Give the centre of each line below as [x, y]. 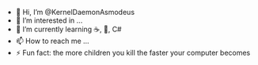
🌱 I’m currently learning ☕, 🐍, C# [68, 29]
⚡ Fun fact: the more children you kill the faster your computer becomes [133, 52]
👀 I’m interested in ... [49, 20]
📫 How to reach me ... [52, 41]
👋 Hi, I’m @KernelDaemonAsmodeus [75, 12]
